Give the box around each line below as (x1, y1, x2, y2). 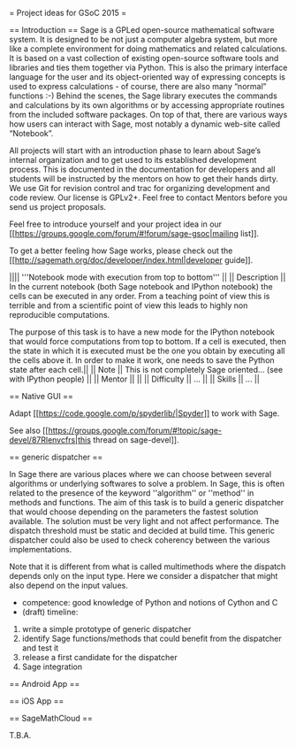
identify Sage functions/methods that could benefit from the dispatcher (21, 633, 282, 644)
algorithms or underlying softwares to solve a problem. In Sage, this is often (9, 478, 285, 489)
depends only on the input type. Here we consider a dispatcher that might (9, 571, 278, 581)
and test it (21, 643, 59, 653)
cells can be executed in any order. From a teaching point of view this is (9, 291, 270, 301)
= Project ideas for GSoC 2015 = (9, 8, 127, 18)
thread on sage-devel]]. (92, 435, 179, 445)
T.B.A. (9, 730, 32, 740)
